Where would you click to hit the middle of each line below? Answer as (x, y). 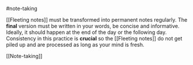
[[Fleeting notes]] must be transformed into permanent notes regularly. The (97, 20)
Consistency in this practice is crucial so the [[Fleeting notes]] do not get (94, 38)
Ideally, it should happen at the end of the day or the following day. (86, 32)
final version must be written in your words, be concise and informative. (93, 26)
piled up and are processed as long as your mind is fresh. (75, 45)
